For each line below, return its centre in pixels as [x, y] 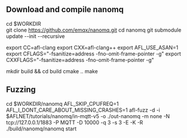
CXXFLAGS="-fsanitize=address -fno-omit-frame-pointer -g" [80, 60]
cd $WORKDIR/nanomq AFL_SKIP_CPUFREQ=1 [62, 103]
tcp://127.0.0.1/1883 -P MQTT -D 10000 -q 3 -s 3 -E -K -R [75, 122]
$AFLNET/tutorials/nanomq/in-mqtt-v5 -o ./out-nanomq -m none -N [88, 116]
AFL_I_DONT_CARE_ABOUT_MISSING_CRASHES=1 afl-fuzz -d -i [83, 110]
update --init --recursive [36, 36]
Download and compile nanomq [65, 10]
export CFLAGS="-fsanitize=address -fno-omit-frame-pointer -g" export [93, 54]
